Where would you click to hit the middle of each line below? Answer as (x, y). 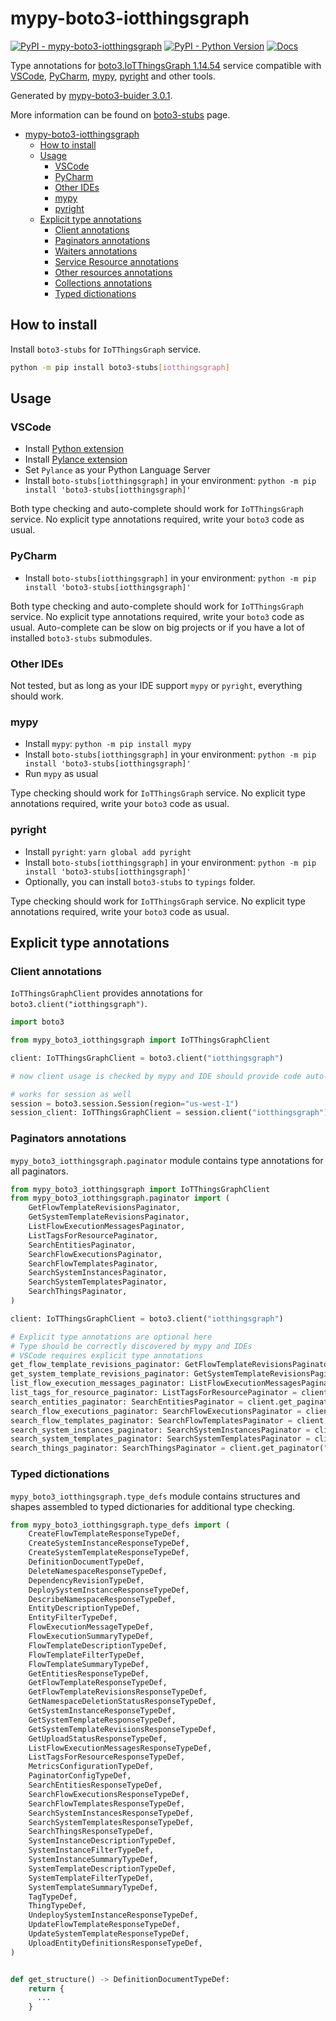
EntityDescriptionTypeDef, (84, 1608)
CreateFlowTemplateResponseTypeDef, (105, 1534)
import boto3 (37, 1022)
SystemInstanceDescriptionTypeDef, (102, 1841)
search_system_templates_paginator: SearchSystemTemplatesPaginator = (160, 1439)
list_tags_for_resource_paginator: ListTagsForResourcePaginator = (154, 1393)
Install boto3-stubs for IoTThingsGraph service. (106, 349)
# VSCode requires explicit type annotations (106, 1355)
